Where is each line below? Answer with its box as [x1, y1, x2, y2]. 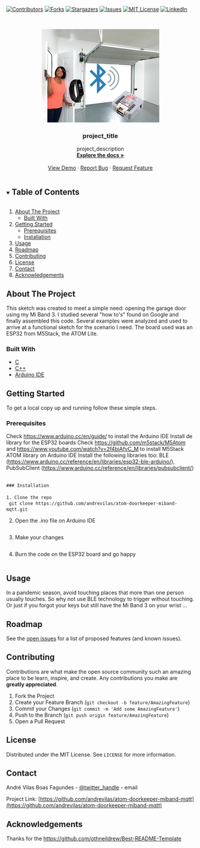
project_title [82, 131, 118, 140]
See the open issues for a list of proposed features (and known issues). [6, 635, 182, 642]
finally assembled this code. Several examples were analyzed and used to [6, 317, 188, 324]
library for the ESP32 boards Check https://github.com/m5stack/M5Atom [6, 439, 186, 446]
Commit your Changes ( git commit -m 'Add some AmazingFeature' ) [14, 705, 180, 712]
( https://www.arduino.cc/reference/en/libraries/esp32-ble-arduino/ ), [6, 458, 175, 465]
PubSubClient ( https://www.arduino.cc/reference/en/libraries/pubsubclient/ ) [6, 465, 194, 472]
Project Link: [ [6, 795, 41, 803]
